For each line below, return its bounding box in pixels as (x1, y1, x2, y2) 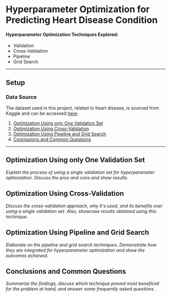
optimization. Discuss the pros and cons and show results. (6, 174, 128, 180)
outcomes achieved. (6, 252, 49, 258)
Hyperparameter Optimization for (6, 4, 150, 15)
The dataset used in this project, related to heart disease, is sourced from (6, 105, 159, 111)
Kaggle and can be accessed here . (6, 110, 79, 117)
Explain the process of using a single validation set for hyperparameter (6, 169, 155, 175)
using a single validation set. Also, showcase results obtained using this (6, 208, 156, 214)
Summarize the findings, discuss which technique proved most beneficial (6, 280, 159, 287)
